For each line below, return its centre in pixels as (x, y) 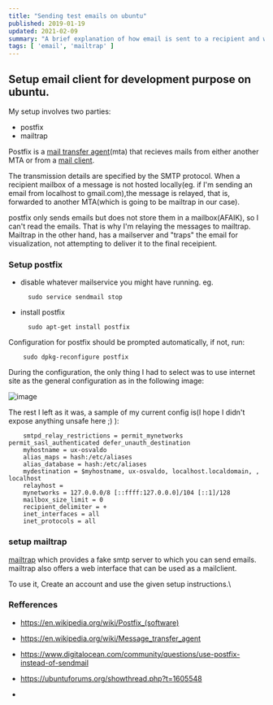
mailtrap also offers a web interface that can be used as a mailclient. (123, 568)
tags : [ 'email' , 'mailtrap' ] (61, 46)
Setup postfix (36, 264)
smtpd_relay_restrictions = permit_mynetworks (103, 436)
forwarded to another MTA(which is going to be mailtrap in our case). (124, 202)
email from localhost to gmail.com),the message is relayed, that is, (119, 193)
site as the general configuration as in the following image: (106, 381)
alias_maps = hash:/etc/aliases (78, 457)
